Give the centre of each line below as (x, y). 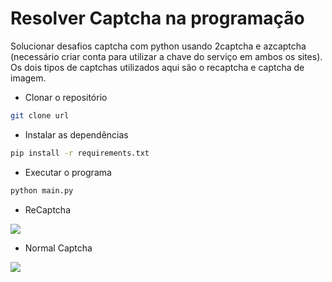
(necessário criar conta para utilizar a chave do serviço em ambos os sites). (166, 56)
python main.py (42, 190)
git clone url (40, 115)
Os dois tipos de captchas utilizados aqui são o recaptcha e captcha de (157, 67)
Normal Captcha (58, 248)
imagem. (28, 78)
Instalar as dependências (76, 134)
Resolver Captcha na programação (157, 18)
